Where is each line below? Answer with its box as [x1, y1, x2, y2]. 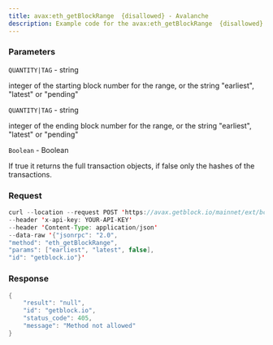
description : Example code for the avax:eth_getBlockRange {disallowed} [8, 20, 264, 28]
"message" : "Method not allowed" [23, 322, 136, 330]
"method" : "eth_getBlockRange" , [8, 238, 118, 247]
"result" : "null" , [23, 299, 85, 308]
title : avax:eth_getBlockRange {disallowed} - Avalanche [8, 11, 209, 20]
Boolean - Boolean [8, 145, 69, 155]
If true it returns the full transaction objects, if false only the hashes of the [8, 160, 255, 171]
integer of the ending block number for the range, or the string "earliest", [8, 120, 252, 130]
